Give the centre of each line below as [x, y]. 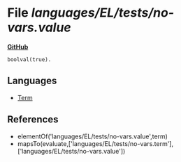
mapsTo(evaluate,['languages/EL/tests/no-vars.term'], [95, 143]
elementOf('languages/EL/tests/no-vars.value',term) [92, 136]
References [33, 120]
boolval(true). [29, 59]
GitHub [18, 47]
